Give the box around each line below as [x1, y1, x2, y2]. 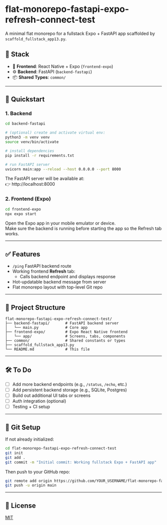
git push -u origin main [5, 483, 57, 488]
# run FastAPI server [5, 162, 50, 167]
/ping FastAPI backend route [12, 263, 72, 269]
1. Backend [5, 110, 32, 117]
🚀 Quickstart [5, 95, 45, 104]
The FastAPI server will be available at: [5, 175, 84, 182]
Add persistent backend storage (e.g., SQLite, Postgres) [12, 386, 127, 393]
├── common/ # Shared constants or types [5, 338, 126, 343]
